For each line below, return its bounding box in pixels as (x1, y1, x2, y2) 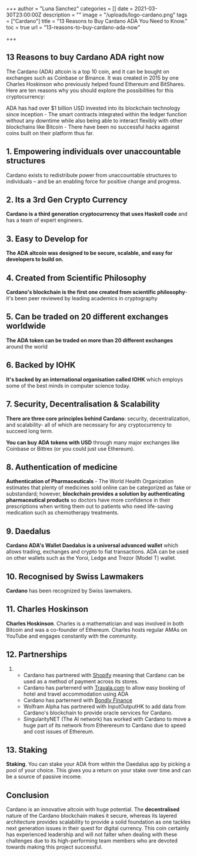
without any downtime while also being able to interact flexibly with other (6, 117, 183, 124)
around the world (6, 343, 48, 350)
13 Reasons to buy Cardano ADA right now (6, 53, 165, 63)
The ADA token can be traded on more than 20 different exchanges (6, 336, 173, 344)
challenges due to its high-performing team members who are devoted (6, 837, 178, 844)
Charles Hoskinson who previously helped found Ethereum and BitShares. (6, 80, 185, 87)
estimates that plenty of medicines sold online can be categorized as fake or (6, 484, 192, 491)
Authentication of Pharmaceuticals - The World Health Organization (6, 478, 174, 485)
